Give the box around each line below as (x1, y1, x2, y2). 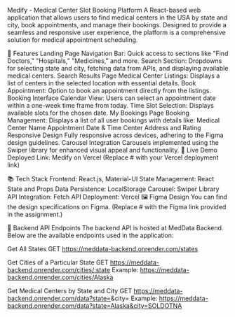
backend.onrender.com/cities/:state (7, 266, 111, 274)
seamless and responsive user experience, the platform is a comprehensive (7, 28, 226, 36)
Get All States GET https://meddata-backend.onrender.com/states (7, 245, 199, 253)
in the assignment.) (7, 210, 63, 218)
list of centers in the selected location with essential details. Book (7, 79, 196, 87)
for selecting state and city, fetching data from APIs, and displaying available (7, 64, 229, 72)
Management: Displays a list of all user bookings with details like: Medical (7, 116, 220, 125)
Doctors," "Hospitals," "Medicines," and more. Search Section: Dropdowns (7, 57, 222, 65)
